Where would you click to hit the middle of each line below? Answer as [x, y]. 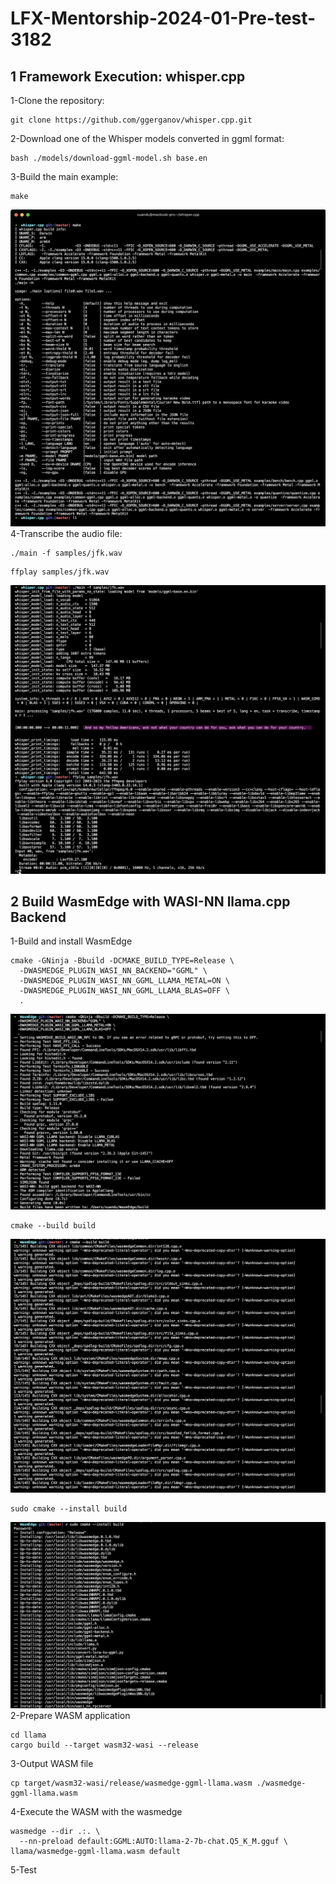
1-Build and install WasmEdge [71, 941]
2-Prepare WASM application [70, 1715]
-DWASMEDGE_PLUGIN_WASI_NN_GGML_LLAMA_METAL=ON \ [124, 981]
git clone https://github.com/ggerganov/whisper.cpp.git [131, 120]
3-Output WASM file [52, 1763]
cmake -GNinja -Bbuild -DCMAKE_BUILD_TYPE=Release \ [122, 961]
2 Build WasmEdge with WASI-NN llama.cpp [150, 902]
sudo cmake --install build [69, 1508]
